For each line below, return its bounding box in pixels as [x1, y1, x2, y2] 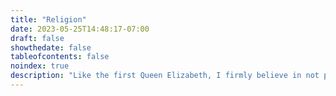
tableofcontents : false [10, 52, 110, 62]
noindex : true [10, 61, 70, 71]
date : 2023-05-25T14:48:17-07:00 [10, 24, 150, 34]
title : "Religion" [10, 14, 87, 25]
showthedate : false [10, 42, 92, 53]
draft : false [10, 33, 65, 43]
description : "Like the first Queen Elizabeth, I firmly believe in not [10, 71, 320, 81]
